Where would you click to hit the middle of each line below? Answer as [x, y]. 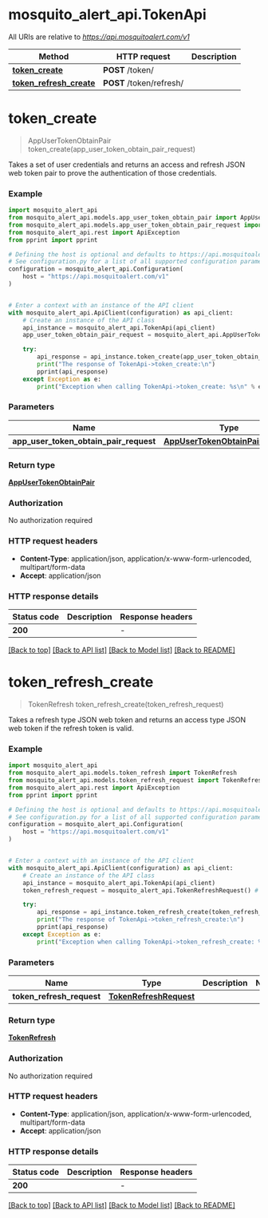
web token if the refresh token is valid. [71, 728]
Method [54, 56]
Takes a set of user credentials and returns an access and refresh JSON [127, 164]
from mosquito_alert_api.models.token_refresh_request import [114, 781]
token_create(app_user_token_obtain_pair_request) [112, 148]
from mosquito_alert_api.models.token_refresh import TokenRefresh [123, 773]
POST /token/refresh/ [144, 83]
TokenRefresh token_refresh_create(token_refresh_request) [126, 704]
